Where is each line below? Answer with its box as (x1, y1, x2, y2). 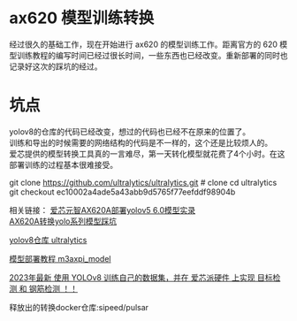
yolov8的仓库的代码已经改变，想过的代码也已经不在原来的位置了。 (9, 126, 251, 137)
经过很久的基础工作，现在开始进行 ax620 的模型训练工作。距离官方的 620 (9, 39, 278, 50)
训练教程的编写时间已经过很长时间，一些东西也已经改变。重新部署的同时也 (16, 50, 288, 60)
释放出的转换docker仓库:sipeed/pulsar (9, 302, 148, 312)
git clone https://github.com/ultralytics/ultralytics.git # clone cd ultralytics (9, 177, 278, 187)
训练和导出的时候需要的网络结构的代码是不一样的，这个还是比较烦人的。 (9, 137, 272, 148)
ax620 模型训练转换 (9, 8, 155, 28)
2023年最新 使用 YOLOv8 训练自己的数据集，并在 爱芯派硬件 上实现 (9, 271, 255, 283)
